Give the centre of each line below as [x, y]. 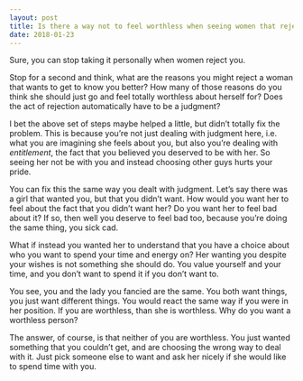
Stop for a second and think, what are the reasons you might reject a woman [151, 78]
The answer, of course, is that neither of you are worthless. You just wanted [150, 338]
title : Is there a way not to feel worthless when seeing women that [143, 26]
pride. [20, 172]
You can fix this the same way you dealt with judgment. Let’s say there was [149, 190]
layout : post [34, 18]
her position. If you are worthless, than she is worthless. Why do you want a [150, 311]
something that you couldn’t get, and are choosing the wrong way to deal [145, 348]
